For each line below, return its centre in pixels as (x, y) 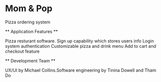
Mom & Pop (29, 9)
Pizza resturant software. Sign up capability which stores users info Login (80, 41)
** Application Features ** (31, 31)
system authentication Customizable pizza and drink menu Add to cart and (80, 46)
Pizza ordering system (28, 22)
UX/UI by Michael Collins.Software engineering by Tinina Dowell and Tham (80, 70)
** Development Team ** (30, 61)
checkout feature (22, 51)
